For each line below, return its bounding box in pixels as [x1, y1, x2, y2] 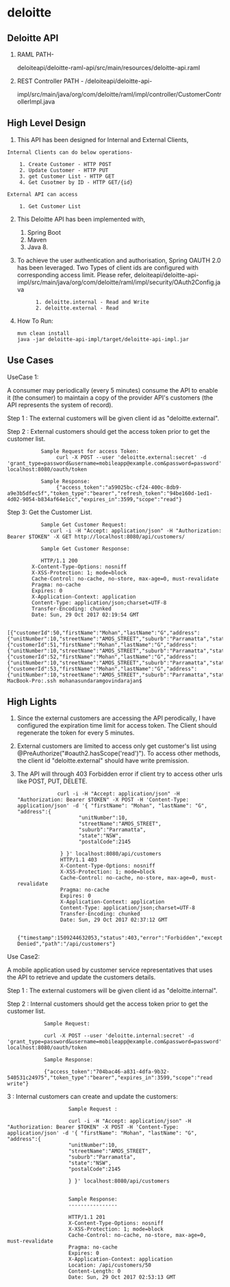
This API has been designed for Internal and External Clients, [16, 135, 189, 143]
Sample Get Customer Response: [40, 545, 130, 552]
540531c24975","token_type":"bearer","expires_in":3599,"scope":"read [7, 1074, 213, 1082]
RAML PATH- [16, 50, 55, 58]
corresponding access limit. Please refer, [16, 270, 133, 279]
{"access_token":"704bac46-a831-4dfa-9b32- [43, 1069, 170, 1076]
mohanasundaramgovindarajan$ [59, 677, 142, 684]
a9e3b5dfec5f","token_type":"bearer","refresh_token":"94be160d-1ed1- [7, 489, 213, 497]
